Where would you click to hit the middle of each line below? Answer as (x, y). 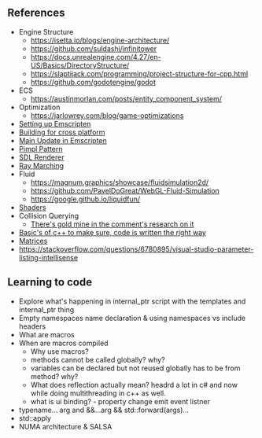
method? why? (54, 376)
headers (32, 326)
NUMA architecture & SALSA (65, 426)
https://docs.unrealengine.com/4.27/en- (96, 57)
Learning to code (50, 282)
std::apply (35, 418)
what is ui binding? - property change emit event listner (120, 401)
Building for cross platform (62, 132)
